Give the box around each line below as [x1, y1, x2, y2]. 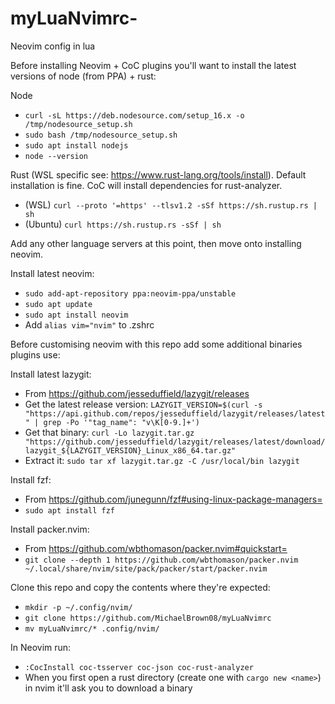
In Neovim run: [10, 641, 72, 653]
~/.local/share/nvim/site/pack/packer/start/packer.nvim [24, 563, 268, 574]
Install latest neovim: [10, 267, 95, 279]
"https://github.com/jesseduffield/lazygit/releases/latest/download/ [24, 437, 326, 447]
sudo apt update [24, 299, 93, 309]
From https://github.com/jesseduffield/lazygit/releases [24, 387, 250, 399]
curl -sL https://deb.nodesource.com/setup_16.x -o [24, 110, 245, 121]
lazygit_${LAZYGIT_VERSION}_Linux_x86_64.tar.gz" [24, 445, 237, 456]
